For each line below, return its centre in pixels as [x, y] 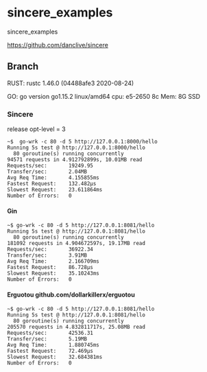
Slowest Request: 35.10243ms [53, 274]
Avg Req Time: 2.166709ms [53, 261]
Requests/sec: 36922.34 [50, 249]
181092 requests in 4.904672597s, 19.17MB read [76, 244]
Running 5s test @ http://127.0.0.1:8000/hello [76, 148]
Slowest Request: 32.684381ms [55, 357]
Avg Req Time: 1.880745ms [53, 345]
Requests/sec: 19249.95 [50, 166]
